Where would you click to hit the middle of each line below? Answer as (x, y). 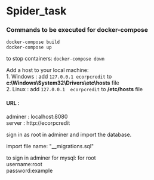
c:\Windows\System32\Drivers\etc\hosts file (63, 83)
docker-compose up (29, 47)
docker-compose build (33, 42)
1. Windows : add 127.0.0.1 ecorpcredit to (59, 77)
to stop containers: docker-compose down (56, 59)
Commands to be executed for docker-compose (77, 30)
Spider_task (36, 11)
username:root (24, 164)
